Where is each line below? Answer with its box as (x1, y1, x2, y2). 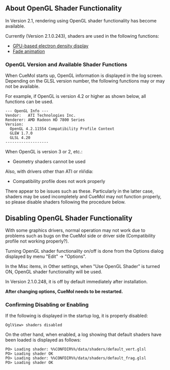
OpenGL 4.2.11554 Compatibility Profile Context (10, 126, 115, 131)
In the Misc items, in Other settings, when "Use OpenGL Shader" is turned (5, 263, 160, 269)
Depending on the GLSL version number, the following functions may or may (5, 78, 165, 84)
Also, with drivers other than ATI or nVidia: (5, 168, 93, 175)
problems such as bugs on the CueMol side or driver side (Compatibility (5, 232, 156, 239)
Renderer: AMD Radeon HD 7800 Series (5, 117, 85, 123)
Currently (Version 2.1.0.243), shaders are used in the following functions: (5, 33, 159, 39)
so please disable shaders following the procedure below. (5, 199, 126, 205)
